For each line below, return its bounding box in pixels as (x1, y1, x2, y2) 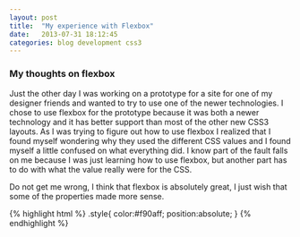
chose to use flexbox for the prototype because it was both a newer (9, 106, 260, 117)
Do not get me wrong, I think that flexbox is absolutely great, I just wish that (9, 181, 288, 192)
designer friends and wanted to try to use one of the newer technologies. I (9, 97, 284, 108)
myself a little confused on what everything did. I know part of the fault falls (9, 145, 288, 156)
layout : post (9, 13, 58, 22)
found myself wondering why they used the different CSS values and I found (9, 135, 291, 146)
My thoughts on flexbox (9, 68, 116, 80)
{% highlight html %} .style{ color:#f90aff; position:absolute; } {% (9, 207, 252, 219)
